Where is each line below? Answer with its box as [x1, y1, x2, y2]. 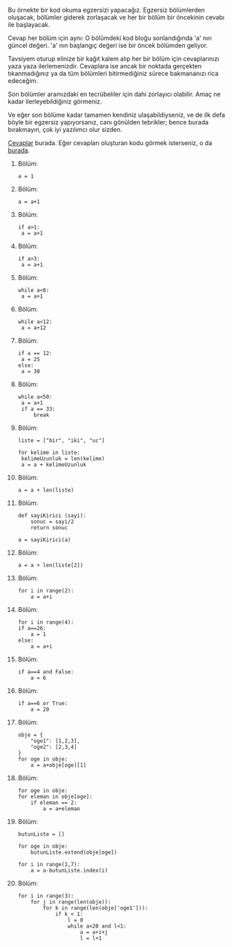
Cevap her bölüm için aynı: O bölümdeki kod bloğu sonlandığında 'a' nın [8, 34, 212, 42]
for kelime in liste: [17, 449, 80, 456]
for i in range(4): [17, 619, 75, 626]
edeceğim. [8, 77, 39, 85]
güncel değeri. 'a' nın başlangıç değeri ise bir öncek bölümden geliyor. [8, 41, 208, 49]
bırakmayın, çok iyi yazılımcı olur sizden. [8, 126, 123, 133]
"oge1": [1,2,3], [30, 738, 80, 745]
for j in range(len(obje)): [30, 899, 111, 906]
